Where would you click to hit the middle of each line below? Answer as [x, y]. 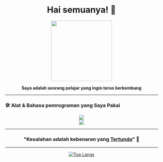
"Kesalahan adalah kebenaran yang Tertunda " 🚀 [81, 139]
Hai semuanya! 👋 [81, 10]
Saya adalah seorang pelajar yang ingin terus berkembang [81, 88]
